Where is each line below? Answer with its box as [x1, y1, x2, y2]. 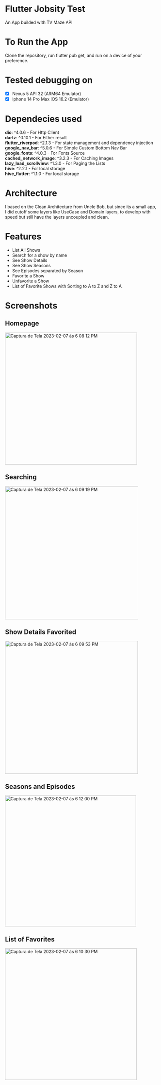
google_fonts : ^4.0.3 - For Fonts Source [5, 150, 85, 156]
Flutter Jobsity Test [5, 3, 86, 15]
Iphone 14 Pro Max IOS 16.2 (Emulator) [12, 96, 89, 102]
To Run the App [5, 36, 68, 48]
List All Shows [12, 247, 40, 253]
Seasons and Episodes [5, 782, 75, 791]
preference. [5, 57, 29, 64]
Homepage [5, 319, 39, 328]
